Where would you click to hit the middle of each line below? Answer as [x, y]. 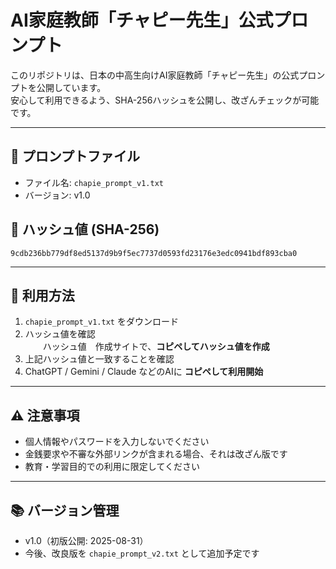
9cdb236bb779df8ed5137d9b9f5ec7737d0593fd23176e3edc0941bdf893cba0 [154, 253]
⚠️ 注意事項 [45, 415]
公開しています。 [71, 87]
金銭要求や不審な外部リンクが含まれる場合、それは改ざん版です [156, 454]
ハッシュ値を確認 [60, 334]
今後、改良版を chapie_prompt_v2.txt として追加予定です [142, 553]
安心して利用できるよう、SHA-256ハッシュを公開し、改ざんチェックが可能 [165, 100]
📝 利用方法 [42, 295]
